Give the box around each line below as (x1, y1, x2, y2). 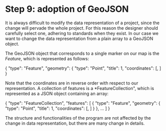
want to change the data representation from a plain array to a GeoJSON (5, 36, 154, 42)
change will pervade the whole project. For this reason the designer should (5, 25, 158, 31)
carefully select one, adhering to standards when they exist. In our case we (5, 30, 159, 36)
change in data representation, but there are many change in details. (5, 120, 145, 126)
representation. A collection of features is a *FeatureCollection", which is (5, 85, 155, 91)
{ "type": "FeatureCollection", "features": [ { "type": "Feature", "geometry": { (5, 100, 161, 106)
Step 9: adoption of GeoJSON (5, 3, 129, 15)
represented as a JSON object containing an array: (5, 90, 109, 96)
